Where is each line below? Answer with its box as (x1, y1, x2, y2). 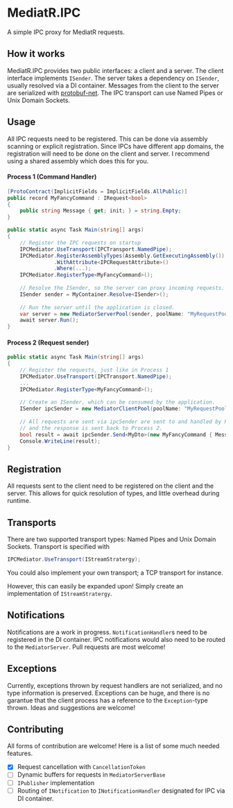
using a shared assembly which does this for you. (7, 156, 149, 165)
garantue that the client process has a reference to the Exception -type (7, 696, 208, 704)
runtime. (7, 497, 31, 505)
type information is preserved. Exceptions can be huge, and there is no (7, 689, 210, 697)
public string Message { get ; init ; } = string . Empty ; (19, 207, 182, 215)
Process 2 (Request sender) (7, 338, 89, 347)
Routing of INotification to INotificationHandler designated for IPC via (17, 786, 225, 795)
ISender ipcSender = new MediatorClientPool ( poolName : (19, 405, 182, 413)
